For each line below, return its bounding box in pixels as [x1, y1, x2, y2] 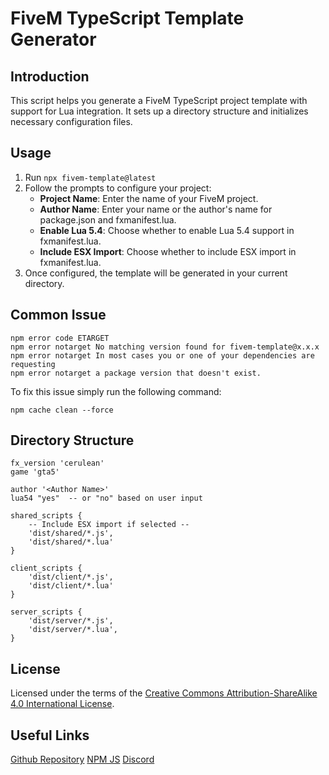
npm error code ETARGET [10, 333, 110, 343]
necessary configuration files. [10, 116, 133, 127]
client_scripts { [10, 563, 83, 574]
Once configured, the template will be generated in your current [24, 267, 288, 279]
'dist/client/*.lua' [28, 581, 114, 591]
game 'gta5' [10, 467, 60, 477]
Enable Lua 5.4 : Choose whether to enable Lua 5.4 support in [39, 224, 295, 236]
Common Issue [10, 307, 107, 324]
